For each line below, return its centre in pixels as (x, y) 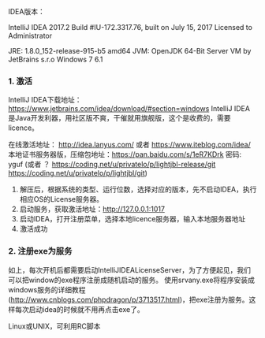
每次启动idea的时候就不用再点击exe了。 (79, 309)
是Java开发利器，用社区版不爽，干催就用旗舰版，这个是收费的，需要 (119, 118)
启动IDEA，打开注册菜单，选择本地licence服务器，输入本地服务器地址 (132, 219)
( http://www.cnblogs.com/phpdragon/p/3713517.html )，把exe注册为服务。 (129, 299)
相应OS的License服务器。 (62, 199)
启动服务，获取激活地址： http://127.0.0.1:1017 (92, 209)
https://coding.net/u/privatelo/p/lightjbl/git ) (78, 173)
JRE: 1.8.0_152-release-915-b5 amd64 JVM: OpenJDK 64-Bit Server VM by (130, 51)
